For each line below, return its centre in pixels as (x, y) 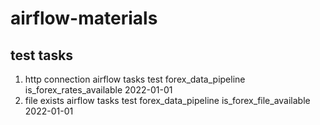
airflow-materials (84, 18)
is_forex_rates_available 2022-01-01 (98, 90)
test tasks (42, 55)
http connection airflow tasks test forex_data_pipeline (135, 79)
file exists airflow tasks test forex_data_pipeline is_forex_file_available (167, 100)
